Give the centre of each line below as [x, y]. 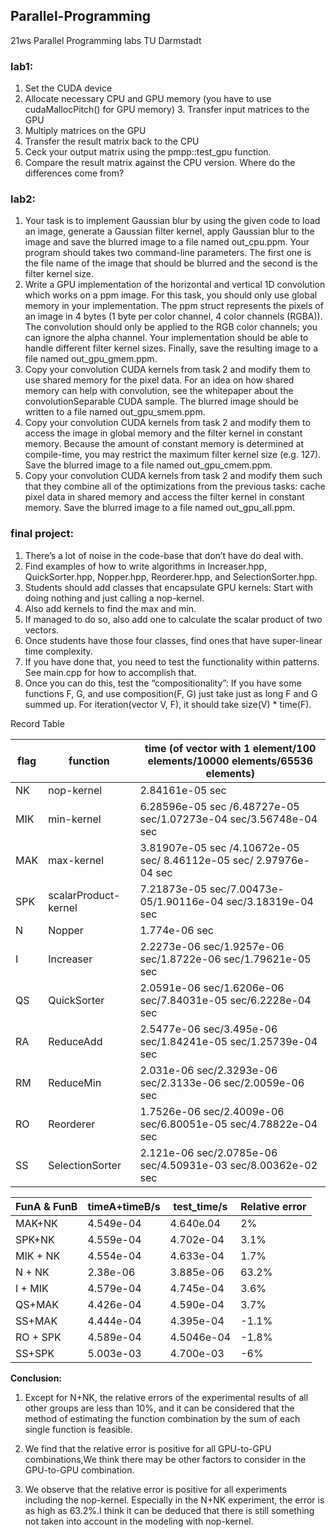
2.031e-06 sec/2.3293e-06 [208, 1070]
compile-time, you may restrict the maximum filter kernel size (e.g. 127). [173, 455]
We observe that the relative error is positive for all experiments [155, 1489]
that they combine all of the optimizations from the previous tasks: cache [175, 486]
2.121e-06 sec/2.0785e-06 [208, 1152]
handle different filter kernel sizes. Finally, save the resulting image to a [171, 348]
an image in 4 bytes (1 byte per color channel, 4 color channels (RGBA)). [173, 316]
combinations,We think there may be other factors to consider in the [165, 1459]
